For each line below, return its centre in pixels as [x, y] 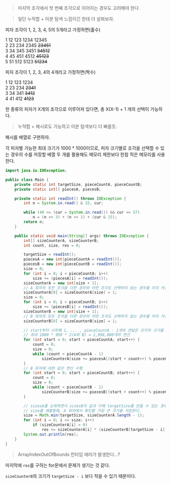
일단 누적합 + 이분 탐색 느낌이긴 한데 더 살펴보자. [66, 19]
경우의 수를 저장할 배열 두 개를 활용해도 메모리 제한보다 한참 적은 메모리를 [83, 154]
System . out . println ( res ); [51, 434]
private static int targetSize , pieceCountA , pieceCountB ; [78, 184]
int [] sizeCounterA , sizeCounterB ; [61, 240]
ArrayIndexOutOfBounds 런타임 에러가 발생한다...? [69, 454]
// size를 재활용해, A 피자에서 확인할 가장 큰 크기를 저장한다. [82, 410]
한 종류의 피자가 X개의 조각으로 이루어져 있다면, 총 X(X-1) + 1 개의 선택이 [77, 109]
